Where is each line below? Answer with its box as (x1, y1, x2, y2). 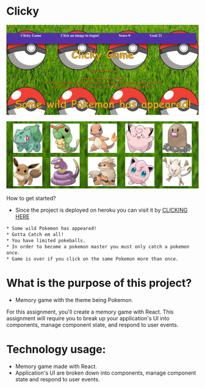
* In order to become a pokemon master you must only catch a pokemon (6, 243, 190, 250)
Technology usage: (6, 342, 106, 356)
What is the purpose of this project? (6, 276, 192, 290)
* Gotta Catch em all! (6, 231, 64, 237)
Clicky (6, 4, 40, 18)
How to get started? (6, 194, 56, 202)
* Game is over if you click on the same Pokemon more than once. (6, 256, 179, 262)
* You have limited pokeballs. (6, 237, 86, 243)
